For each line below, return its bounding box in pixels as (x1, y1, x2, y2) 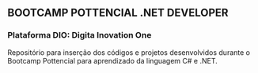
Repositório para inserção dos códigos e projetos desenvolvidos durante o (7, 47, 251, 57)
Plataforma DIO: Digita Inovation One (7, 30, 152, 41)
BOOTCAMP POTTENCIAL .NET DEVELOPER (7, 6, 229, 20)
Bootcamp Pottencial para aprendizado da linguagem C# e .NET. (7, 56, 218, 65)
